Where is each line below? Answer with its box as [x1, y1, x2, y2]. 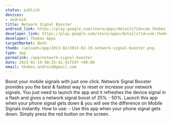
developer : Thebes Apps [5, 36, 56, 41]
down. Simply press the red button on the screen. [5, 111, 110, 117]
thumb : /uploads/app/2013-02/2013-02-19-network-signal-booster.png [5, 45, 155, 51]
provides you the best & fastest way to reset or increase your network [5, 84, 153, 90]
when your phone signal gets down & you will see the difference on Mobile [5, 100, 163, 106]
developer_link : [5, 31, 40, 36]
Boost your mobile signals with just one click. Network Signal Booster [5, 79, 152, 85]
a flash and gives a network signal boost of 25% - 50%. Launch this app [5, 95, 158, 101]
